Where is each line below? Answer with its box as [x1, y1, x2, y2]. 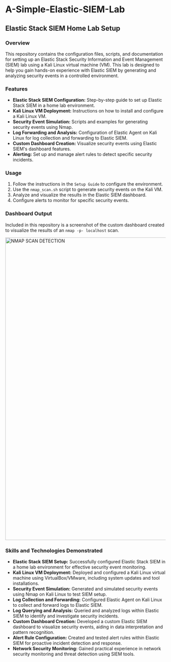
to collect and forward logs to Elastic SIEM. [12, 602, 103, 608]
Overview [5, 39, 30, 47]
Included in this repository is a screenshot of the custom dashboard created [5, 221, 164, 228]
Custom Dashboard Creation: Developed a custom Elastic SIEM [12, 619, 148, 625]
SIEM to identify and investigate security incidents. [12, 613, 120, 619]
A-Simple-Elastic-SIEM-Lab [5, 4, 125, 15]
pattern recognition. [12, 629, 54, 635]
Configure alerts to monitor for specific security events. [12, 197, 129, 203]
